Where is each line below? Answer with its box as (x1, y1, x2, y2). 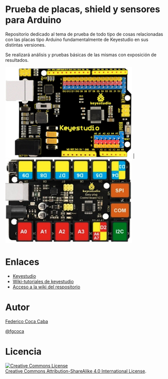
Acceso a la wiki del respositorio (12, 284, 80, 290)
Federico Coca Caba (5, 318, 48, 324)
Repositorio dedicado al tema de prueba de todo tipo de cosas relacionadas (5, 31, 163, 37)
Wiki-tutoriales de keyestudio (12, 278, 74, 284)
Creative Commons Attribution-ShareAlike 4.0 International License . (5, 368, 147, 374)
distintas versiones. (5, 42, 46, 48)
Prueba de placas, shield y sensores (5, 4, 160, 15)
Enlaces (5, 256, 39, 268)
